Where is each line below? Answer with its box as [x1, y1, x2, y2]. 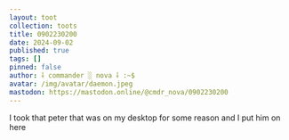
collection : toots [9, 21, 77, 30]
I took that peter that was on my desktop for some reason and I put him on [9, 112, 281, 123]
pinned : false [9, 63, 62, 72]
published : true [9, 46, 69, 55]
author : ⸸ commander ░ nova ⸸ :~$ [9, 71, 135, 80]
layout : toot [9, 12, 58, 22]
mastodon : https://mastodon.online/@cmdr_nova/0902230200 [9, 87, 229, 96]
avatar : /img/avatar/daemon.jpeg [9, 79, 133, 88]
